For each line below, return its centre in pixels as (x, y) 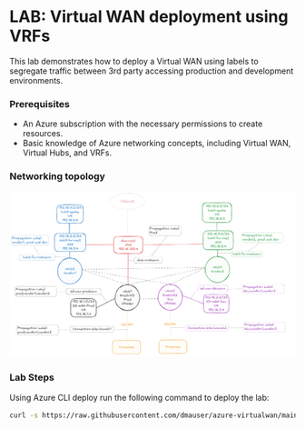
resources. (43, 134)
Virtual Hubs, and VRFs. (67, 153)
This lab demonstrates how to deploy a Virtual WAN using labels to (134, 61)
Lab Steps (32, 377)
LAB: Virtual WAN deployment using (149, 17)
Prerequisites (39, 104)
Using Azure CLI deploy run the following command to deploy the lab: (139, 397)
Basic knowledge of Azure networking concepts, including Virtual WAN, (157, 144)
